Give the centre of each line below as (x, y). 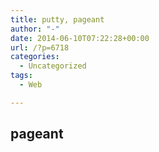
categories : (35, 57)
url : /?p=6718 (40, 47)
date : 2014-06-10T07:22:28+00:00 (80, 38)
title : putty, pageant (57, 19)
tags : (21, 76)
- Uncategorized (53, 66)
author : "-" (35, 29)
